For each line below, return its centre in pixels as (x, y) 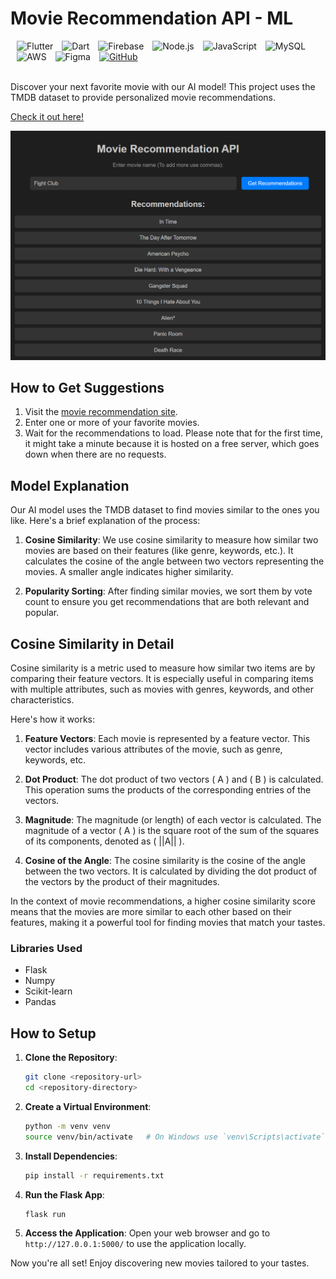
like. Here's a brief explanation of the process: (105, 521)
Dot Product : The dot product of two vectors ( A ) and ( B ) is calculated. (174, 779)
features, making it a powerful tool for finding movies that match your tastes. (168, 923)
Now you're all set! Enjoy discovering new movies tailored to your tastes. (160, 1263)
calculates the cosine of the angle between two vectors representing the (174, 561)
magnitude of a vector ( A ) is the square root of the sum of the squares (172, 831)
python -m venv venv (67, 1126)
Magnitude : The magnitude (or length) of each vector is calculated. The (173, 820)
